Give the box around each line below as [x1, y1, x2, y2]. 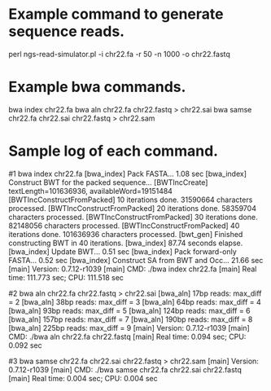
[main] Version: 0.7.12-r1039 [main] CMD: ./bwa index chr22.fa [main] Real [8, 264, 257, 274]
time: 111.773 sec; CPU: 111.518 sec [8, 272, 125, 282]
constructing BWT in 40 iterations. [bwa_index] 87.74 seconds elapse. [8, 238, 243, 248]
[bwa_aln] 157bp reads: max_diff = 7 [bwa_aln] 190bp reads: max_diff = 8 [8, 314, 253, 324]
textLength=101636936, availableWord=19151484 [8, 186, 173, 195]
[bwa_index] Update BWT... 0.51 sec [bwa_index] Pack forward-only [8, 246, 238, 257]
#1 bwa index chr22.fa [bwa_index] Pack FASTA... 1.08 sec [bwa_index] [8, 169, 247, 178]
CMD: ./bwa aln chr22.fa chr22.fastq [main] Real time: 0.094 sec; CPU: [8, 332, 247, 341]
